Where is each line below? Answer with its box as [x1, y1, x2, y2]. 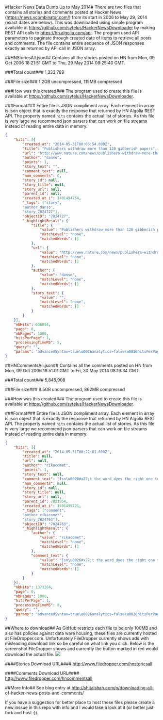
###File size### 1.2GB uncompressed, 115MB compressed [5, 79, 123, 84]
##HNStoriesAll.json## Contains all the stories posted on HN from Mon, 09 [5, 55, 155, 60]
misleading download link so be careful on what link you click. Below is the [5, 640, 154, 646]
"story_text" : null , [22, 472, 64, 477]
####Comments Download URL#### [5, 670, 79, 676]
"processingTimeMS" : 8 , [14, 603, 62, 608]
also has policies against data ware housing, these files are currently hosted [5, 630, 157, 636]
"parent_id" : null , [22, 191, 62, 196]
